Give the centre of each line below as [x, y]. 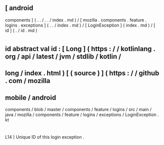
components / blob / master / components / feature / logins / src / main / [78, 110]
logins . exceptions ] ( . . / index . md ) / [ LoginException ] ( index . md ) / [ [80, 25]
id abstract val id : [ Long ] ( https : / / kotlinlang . [80, 49]
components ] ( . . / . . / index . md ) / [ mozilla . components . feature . [76, 20]
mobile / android [31, 98]
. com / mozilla [28, 81]
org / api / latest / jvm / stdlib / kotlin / [63, 57]
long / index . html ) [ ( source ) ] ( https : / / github [82, 73]
